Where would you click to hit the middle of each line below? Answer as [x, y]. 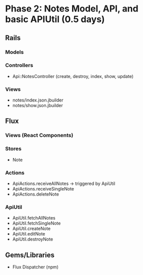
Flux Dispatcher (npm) [35, 267]
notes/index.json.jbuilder [38, 100]
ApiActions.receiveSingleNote [43, 189]
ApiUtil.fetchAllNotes [34, 218]
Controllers [19, 65]
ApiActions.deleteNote [35, 194]
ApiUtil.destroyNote [33, 239]
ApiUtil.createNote [31, 228]
